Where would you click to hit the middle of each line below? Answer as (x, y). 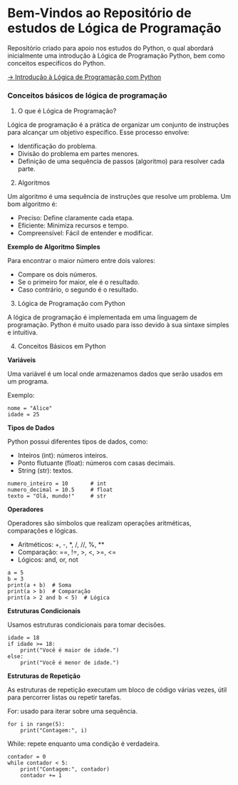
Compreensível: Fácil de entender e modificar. (85, 233)
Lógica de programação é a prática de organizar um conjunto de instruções (118, 125)
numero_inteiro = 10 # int (57, 484)
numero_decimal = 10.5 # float (60, 490)
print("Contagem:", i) (54, 731)
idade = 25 (24, 415)
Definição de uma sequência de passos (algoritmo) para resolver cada (121, 161)
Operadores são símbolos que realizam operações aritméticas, (99, 523)
